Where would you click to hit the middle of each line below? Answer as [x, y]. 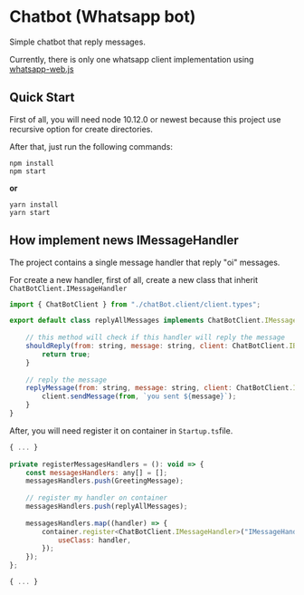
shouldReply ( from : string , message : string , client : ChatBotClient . [157, 346]
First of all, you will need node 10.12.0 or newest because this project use [145, 119]
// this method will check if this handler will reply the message [155, 337]
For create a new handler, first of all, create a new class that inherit [134, 279]
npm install [32, 163]
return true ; [66, 354]
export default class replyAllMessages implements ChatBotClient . [137, 321]
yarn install [34, 205]
